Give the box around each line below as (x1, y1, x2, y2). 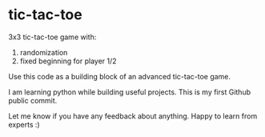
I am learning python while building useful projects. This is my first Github (8, 87, 251, 97)
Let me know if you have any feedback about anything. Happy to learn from (8, 111, 258, 121)
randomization (19, 47, 68, 57)
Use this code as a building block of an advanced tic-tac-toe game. (8, 71, 231, 81)
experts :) (8, 119, 40, 129)
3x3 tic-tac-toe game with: (8, 32, 97, 42)
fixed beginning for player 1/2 (19, 56, 118, 66)
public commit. (8, 95, 58, 105)
